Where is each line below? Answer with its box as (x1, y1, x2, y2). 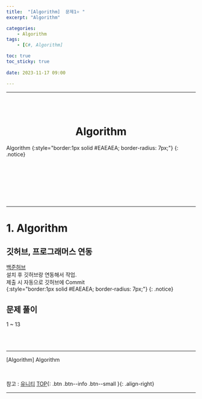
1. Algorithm (6, 221, 68, 235)
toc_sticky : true (6, 58, 50, 64)
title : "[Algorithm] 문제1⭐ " (6, 8, 85, 15)
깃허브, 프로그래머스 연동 (6, 247, 93, 257)
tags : (6, 37, 20, 43)
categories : (6, 25, 36, 31)
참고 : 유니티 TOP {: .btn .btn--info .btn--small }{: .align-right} (6, 380, 155, 388)
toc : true (6, 53, 31, 59)
